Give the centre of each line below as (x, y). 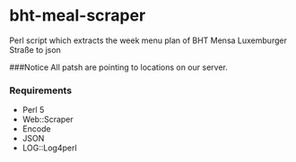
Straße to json (35, 49)
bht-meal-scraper (78, 16)
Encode (36, 129)
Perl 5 (33, 110)
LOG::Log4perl (50, 148)
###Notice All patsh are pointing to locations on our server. (119, 67)
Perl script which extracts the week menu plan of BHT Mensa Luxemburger (148, 40)
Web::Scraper (48, 119)
